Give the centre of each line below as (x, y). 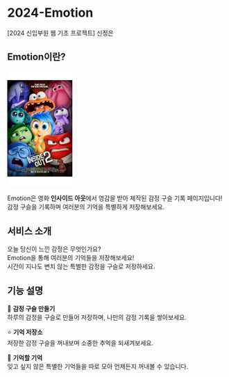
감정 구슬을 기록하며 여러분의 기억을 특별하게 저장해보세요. (86, 207)
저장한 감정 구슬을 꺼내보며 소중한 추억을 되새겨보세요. (80, 343)
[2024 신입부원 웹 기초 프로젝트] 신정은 (60, 33)
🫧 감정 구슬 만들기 (31, 309)
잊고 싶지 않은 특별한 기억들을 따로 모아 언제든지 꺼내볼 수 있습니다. (98, 367)
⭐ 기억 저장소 (25, 332)
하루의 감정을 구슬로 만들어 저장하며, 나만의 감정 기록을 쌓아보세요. (97, 317)
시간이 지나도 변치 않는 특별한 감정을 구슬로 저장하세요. (81, 266)
